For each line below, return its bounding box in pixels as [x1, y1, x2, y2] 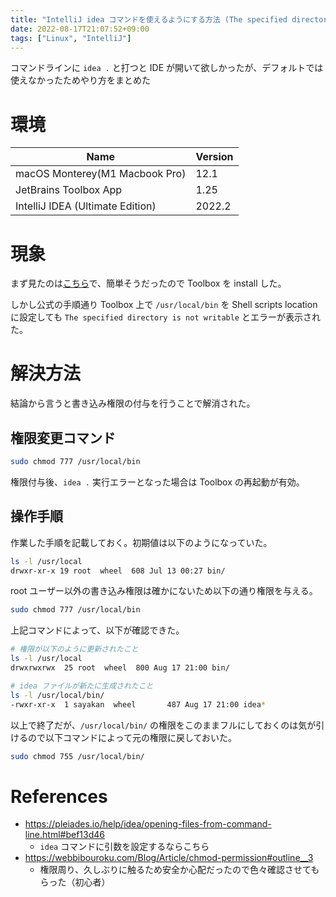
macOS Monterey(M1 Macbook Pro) [15, 167, 187, 181]
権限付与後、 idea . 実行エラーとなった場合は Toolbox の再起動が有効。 [10, 476, 305, 488]
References [10, 785, 108, 808]
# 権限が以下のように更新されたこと [10, 644, 139, 655]
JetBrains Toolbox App [15, 183, 123, 197]
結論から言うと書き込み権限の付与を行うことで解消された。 [10, 397, 256, 410]
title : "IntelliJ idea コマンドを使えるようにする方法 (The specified [10, 14, 288, 25]
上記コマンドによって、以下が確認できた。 [10, 624, 185, 636]
